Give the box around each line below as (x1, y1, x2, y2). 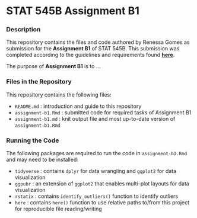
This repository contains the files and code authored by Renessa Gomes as (6, 39, 190, 46)
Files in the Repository (6, 78, 72, 86)
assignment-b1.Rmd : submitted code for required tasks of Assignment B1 (14, 108, 192, 116)
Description (6, 25, 41, 34)
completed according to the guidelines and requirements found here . (6, 52, 175, 59)
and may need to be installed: (6, 156, 79, 163)
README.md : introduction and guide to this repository (14, 102, 142, 110)
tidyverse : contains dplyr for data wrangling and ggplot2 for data (14, 168, 177, 175)
